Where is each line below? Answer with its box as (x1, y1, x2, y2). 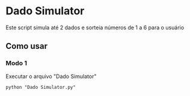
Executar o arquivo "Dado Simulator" (5, 73, 97, 80)
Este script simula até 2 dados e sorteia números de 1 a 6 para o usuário (5, 24, 185, 31)
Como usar (5, 41, 48, 51)
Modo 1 (5, 59, 28, 67)
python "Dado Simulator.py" (5, 84, 76, 90)
